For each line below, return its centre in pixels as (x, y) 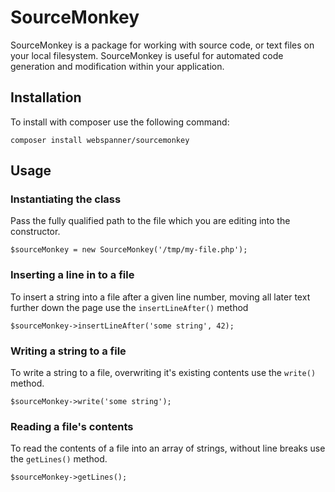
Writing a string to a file (68, 351)
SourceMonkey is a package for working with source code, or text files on (162, 45)
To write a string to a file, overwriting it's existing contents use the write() (163, 373)
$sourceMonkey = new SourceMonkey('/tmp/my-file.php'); (129, 250)
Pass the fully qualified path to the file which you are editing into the (150, 221)
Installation (46, 97)
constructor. (35, 232)
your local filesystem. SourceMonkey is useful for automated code (147, 55)
